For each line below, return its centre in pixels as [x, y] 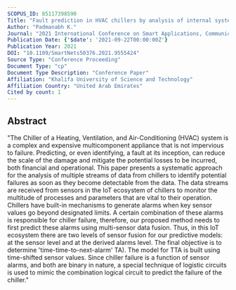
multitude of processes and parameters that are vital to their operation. [110, 197]
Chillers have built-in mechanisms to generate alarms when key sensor [110, 205]
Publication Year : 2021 [42, 46]
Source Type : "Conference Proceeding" [64, 60]
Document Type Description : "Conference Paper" [78, 72]
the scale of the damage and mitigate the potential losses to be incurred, [112, 160]
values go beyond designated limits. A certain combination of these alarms [115, 213]
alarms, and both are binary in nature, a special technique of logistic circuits [117, 265]
